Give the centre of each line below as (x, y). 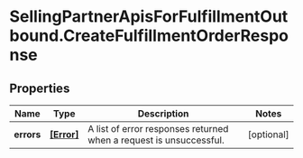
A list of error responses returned (158, 129)
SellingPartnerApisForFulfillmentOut (149, 17)
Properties (40, 88)
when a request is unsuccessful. (156, 140)
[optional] (268, 135)
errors (28, 135)
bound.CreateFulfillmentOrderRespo (149, 36)
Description (163, 113)
